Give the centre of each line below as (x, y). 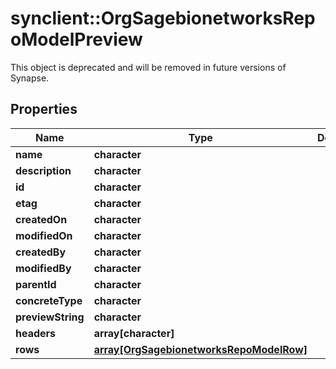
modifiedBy (43, 268)
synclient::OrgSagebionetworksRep (163, 18)
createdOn (41, 219)
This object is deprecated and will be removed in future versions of (148, 67)
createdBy (41, 252)
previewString (50, 317)
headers (36, 333)
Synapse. (30, 78)
